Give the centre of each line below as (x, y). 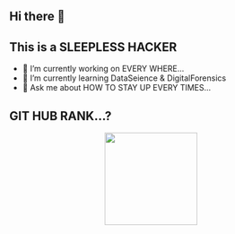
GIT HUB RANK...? (61, 116)
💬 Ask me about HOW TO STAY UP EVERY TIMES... (117, 88)
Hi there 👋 (37, 17)
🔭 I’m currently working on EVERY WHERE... (103, 69)
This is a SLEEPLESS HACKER (93, 47)
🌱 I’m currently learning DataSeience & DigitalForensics (124, 78)
